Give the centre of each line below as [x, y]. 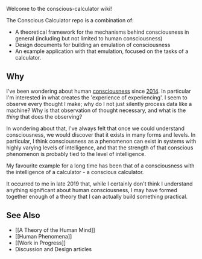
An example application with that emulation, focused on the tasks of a [102, 51]
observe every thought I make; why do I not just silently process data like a [99, 104]
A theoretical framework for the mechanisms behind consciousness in [102, 32]
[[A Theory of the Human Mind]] [55, 230]
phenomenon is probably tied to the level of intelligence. [76, 154]
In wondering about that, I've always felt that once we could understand [96, 128]
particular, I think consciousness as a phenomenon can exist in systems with [101, 141]
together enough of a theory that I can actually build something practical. [97, 196]
